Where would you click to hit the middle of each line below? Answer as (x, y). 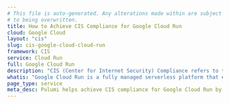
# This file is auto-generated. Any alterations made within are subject (115, 13)
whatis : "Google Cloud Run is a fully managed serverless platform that (113, 77)
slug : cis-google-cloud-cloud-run (56, 45)
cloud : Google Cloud (37, 32)
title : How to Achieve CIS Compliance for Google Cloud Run (95, 26)
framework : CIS (29, 52)
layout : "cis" (27, 39)
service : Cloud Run (35, 58)
